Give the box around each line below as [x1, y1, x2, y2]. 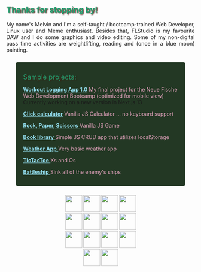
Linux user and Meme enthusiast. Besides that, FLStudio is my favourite [6, 27, 195, 34]
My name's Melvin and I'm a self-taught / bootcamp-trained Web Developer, [6, 20, 195, 28]
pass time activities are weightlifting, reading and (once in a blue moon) [6, 40, 195, 47]
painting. [6, 46, 28, 53]
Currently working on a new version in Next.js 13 [23, 98, 142, 105]
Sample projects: [23, 72, 77, 81]
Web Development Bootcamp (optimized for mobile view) [23, 92, 165, 99]
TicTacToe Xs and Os [23, 156, 76, 164]
